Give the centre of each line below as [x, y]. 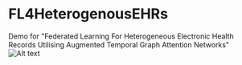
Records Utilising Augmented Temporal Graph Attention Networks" [119, 44]
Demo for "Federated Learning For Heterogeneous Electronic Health [121, 36]
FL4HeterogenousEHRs [88, 14]
